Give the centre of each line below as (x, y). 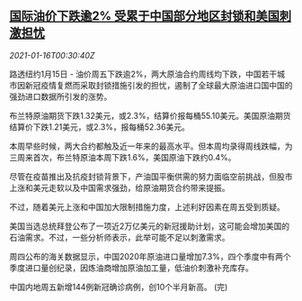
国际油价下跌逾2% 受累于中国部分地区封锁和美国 (145, 16)
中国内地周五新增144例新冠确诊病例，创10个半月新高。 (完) (119, 287)
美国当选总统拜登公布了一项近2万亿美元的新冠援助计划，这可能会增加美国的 (150, 226)
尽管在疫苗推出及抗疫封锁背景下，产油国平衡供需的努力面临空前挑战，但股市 (151, 176)
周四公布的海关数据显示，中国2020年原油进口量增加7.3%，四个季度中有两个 (150, 256)
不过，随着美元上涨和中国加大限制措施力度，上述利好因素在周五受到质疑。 (147, 206)
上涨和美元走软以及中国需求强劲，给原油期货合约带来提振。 (120, 187)
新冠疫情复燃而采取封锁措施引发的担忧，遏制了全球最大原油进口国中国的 (159, 85)
